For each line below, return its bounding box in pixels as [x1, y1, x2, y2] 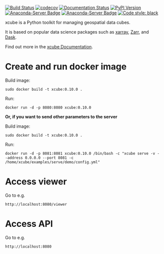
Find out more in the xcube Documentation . [5, 44, 93, 49]
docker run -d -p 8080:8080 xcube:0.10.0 [5, 105, 92, 110]
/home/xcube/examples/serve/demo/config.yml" [5, 159, 100, 165]
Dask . [5, 35, 17, 40]
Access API [5, 218, 53, 229]
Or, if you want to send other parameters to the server [5, 113, 118, 119]
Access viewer [5, 176, 67, 187]
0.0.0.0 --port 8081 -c [25, 155, 74, 160]
